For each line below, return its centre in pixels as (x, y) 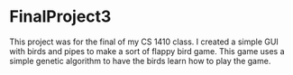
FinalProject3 (60, 17)
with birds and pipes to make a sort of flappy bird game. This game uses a (147, 51)
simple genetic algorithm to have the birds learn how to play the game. (140, 61)
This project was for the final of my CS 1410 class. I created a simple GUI (144, 42)
